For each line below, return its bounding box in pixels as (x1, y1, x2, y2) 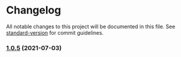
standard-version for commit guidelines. (6, 29, 104, 36)
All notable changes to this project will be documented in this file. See (6, 23, 176, 30)
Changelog (6, 4, 61, 17)
